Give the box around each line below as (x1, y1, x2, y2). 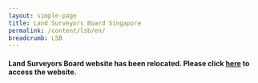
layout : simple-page (8, 11, 78, 20)
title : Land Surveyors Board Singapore (8, 19, 142, 27)
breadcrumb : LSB (8, 34, 62, 42)
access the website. (8, 67, 77, 77)
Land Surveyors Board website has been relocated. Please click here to (8, 58, 250, 68)
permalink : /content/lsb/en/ (8, 26, 106, 34)
